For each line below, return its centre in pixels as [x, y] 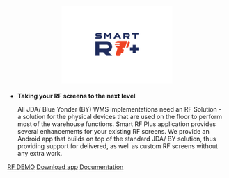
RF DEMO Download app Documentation [65, 167]
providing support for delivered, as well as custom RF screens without [117, 146]
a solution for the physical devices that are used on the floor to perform [120, 117]
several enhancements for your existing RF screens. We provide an [113, 131]
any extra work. [40, 153]
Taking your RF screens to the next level [76, 96]
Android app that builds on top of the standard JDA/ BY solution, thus [117, 139]
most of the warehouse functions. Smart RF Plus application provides [117, 124]
